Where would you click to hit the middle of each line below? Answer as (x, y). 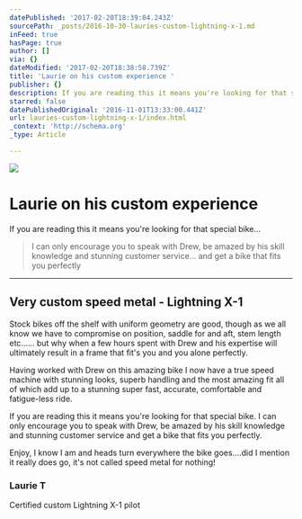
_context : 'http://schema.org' (68, 127)
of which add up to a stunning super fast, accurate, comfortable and (136, 389)
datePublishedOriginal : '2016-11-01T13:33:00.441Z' (108, 110)
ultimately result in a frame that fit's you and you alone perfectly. (129, 353)
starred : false (38, 101)
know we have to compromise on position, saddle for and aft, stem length (145, 333)
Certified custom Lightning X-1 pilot (75, 505)
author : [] (30, 51)
